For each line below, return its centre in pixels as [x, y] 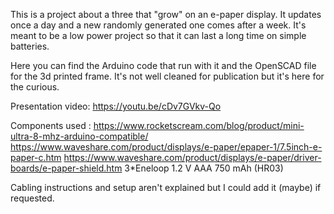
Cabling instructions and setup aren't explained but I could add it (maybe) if [166, 187]
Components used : [51, 125]
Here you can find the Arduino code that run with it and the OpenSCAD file [163, 65]
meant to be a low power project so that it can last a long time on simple [158, 35]
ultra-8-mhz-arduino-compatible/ [79, 136]
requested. [32, 198]
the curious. [35, 87]
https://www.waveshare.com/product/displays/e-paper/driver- [192, 157]
